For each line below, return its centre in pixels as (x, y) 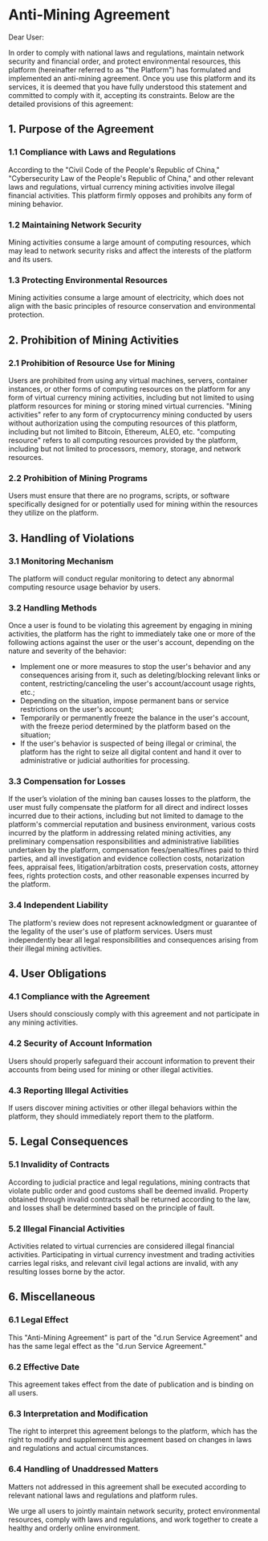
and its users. (31, 259)
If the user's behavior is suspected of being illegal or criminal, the (128, 744)
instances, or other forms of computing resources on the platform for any (130, 388)
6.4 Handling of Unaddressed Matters (83, 1469)
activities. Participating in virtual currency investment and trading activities (132, 1255)
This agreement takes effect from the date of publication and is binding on (131, 1384)
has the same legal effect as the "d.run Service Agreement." (108, 1346)
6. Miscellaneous (52, 1297)
